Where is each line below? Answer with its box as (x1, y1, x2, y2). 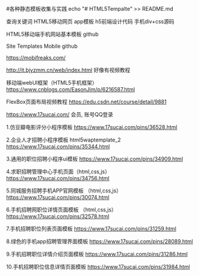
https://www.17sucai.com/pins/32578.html (6, 213, 110, 220)
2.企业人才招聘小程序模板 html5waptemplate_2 (6, 136, 121, 143)
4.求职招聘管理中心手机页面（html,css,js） (6, 168, 110, 175)
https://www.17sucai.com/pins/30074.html (6, 194, 110, 201)
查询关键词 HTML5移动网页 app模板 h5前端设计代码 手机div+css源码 (6, 18, 175, 25)
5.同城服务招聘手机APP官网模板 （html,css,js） (6, 187, 122, 194)
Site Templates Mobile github (6, 42, 78, 50)
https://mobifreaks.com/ (6, 54, 66, 61)
